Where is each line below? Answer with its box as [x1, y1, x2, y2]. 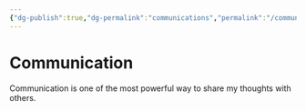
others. [9, 92, 36, 103]
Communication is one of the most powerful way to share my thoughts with [9, 83, 291, 94]
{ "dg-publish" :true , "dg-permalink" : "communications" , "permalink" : [9, 13, 267, 23]
